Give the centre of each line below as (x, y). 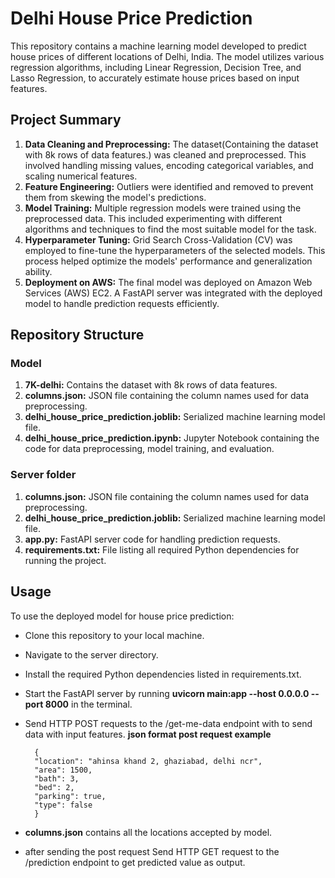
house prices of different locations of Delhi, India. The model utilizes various (167, 56)
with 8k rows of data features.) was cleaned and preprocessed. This (165, 154)
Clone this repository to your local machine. (114, 635)
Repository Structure (77, 335)
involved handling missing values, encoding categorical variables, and (169, 165)
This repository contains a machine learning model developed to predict (158, 46)
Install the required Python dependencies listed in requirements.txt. (163, 674)
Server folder (43, 475)
